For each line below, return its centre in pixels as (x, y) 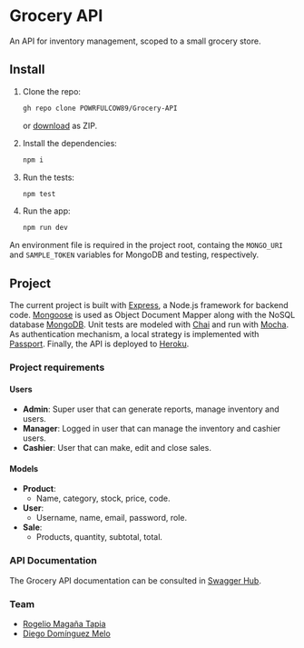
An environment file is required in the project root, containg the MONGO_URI (146, 245)
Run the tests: (49, 177)
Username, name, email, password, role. (112, 518)
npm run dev (45, 228)
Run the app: (46, 211)
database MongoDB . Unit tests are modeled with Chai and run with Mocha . (149, 324)
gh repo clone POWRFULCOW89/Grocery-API (100, 108)
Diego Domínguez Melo (66, 633)
